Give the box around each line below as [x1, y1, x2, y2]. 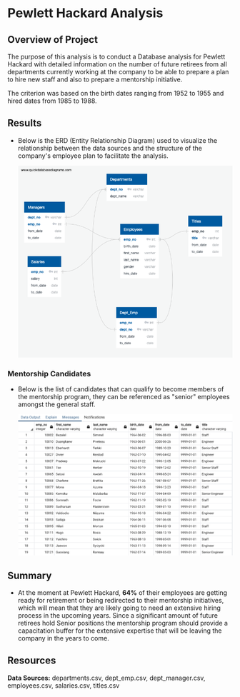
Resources [7, 655, 56, 667]
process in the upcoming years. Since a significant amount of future [17, 611, 218, 619]
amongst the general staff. [17, 400, 96, 408]
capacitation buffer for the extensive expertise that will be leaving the [17, 626, 222, 635]
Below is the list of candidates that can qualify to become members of [17, 385, 224, 393]
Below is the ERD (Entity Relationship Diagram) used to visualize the [17, 136, 218, 144]
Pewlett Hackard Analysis [7, 5, 164, 21]
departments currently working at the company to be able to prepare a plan [7, 68, 229, 76]
